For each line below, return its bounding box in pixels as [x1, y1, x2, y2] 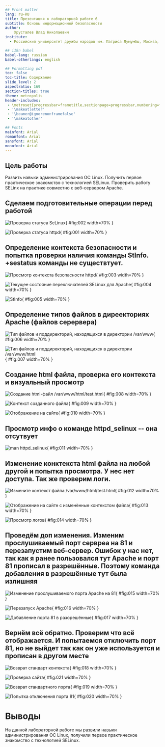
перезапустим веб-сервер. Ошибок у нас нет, [5, 547, 154, 555]
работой [5, 207, 32, 215]
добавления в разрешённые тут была [5, 570, 127, 578]
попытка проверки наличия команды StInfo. [5, 251, 149, 260]
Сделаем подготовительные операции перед [5, 199, 153, 208]
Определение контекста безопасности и [5, 243, 137, 252]
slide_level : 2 [5, 80, 36, 85]
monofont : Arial [5, 143, 38, 148]
